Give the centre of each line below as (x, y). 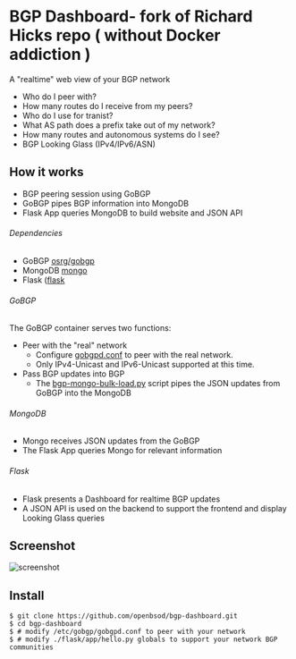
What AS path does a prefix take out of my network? (119, 125)
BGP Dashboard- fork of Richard (131, 17)
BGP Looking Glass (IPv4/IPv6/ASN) (89, 144)
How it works (47, 172)
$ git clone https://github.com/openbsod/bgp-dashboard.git (124, 616)
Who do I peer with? (59, 97)
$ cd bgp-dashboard (46, 624)
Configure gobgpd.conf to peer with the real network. (135, 355)
